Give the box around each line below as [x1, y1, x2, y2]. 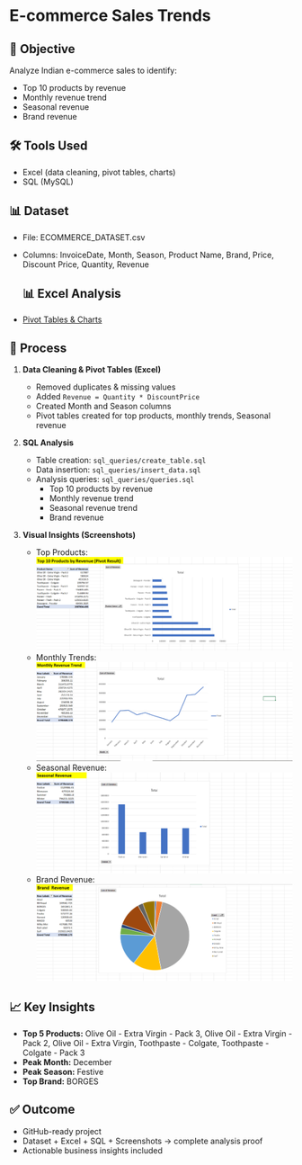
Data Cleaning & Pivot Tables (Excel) [22, 364, 162, 375]
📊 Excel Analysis [22, 286, 121, 301]
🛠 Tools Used [9, 139, 88, 154]
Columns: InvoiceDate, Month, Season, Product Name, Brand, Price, [22, 249, 274, 260]
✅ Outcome [9, 1102, 75, 1117]
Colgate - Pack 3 [22, 1047, 85, 1058]
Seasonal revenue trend [49, 503, 138, 514]
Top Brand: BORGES [22, 1076, 99, 1087]
